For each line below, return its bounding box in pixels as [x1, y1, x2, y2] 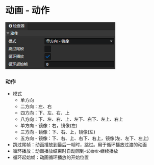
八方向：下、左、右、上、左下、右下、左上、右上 [20, 116, 123, 122]
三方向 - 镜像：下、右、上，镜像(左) [20, 129, 96, 135]
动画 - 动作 [5, 5, 50, 16]
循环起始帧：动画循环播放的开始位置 [12, 154, 89, 160]
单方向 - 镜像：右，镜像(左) [20, 123, 78, 129]
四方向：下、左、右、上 [20, 110, 70, 116]
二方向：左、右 [20, 103, 52, 109]
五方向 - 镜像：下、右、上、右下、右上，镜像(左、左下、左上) [20, 135, 149, 142]
